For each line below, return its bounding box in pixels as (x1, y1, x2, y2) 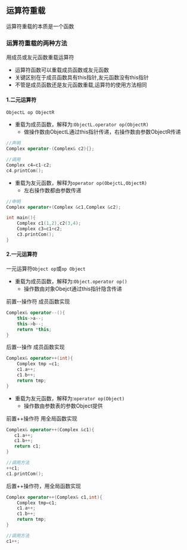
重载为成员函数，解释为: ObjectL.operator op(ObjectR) (14, 121, 149, 128)
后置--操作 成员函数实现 (6, 344, 65, 351)
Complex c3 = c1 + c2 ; (17, 226, 63, 232)
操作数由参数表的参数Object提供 (23, 402, 103, 409)
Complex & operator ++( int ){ (6, 356, 73, 361)
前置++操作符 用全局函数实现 (6, 415, 77, 422)
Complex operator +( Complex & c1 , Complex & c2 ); (6, 204, 121, 210)
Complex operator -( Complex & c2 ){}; (6, 146, 95, 152)
